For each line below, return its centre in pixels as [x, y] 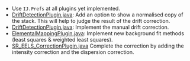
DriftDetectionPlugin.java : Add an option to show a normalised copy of [97, 15]
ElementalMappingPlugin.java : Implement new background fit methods [98, 33]
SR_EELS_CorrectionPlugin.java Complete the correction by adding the [98, 46]
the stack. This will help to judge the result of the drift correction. [91, 21]
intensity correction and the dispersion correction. [73, 52]
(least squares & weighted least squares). [62, 40]
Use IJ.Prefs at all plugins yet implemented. [66, 9]
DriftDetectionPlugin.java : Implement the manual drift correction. [90, 27]
